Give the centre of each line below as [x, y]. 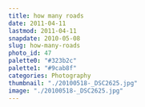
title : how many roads [46, 16]
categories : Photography [50, 76]
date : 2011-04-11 [37, 23]
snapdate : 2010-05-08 [44, 38]
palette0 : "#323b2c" [43, 61]
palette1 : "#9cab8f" [43, 68]
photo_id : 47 [30, 53]
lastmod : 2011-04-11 [43, 31]
